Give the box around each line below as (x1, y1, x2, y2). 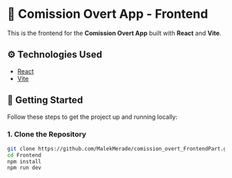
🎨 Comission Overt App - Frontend (7, 6, 209, 22)
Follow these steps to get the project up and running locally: (7, 113, 178, 121)
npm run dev (7, 164, 41, 171)
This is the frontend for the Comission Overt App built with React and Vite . (7, 29, 222, 37)
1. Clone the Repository (7, 130, 86, 140)
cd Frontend (7, 151, 41, 159)
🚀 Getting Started (7, 94, 84, 106)
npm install (7, 158, 41, 165)
